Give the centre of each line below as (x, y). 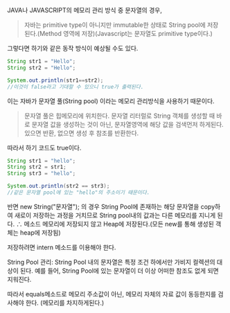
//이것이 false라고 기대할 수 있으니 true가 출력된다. (76, 87)
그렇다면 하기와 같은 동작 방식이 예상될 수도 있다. (73, 48)
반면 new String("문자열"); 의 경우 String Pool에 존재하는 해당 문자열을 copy (111, 206)
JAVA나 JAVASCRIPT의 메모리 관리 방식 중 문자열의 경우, (85, 10)
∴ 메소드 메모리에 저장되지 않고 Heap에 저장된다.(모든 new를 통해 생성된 (115, 224)
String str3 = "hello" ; (42, 174)
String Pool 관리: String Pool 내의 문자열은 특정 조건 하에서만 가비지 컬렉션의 (112, 262)
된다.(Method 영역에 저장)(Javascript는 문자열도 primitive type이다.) (118, 34)
